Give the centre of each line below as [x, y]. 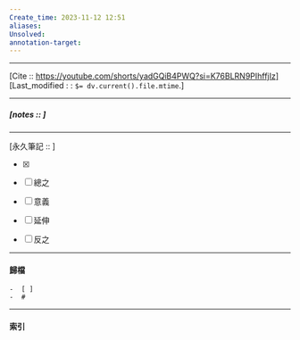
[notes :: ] [28, 114]
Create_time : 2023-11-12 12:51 [67, 17]
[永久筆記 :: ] [33, 146]
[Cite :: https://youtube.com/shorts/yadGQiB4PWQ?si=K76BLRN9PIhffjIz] [144, 76]
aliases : [25, 26]
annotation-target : [46, 42]
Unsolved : [28, 34]
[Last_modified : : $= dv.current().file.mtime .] [97, 86]
